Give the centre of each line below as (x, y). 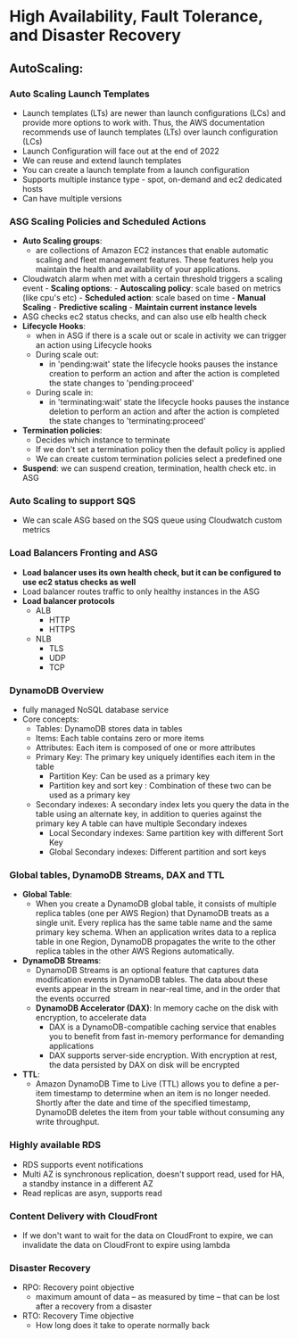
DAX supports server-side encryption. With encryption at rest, (163, 1055)
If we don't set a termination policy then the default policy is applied (160, 450)
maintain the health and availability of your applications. (138, 269)
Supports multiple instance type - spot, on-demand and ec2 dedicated (152, 179)
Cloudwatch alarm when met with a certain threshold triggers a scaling (152, 279)
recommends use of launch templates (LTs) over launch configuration (150, 132)
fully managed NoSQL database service (95, 710)
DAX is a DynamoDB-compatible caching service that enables (162, 1027)
